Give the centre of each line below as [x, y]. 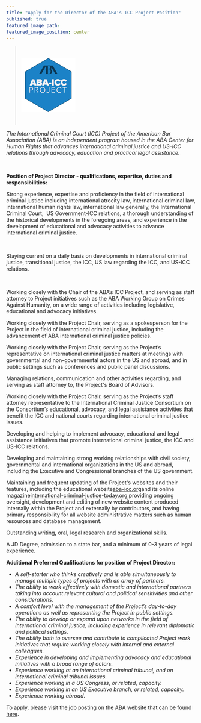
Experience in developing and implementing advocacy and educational [103, 657]
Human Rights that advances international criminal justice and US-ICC [94, 146]
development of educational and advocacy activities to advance [85, 227]
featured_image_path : [33, 25]
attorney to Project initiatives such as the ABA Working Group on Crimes [95, 299]
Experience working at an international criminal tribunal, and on [94, 670]
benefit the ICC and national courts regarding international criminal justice [97, 416]
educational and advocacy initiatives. [52, 311]
